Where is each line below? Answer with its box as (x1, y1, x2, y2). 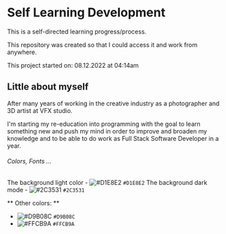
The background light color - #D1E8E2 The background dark (7, 178, 208, 186)
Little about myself (7, 81, 89, 93)
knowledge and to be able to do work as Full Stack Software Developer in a (7, 134, 219, 142)
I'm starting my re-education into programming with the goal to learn (7, 120, 201, 128)
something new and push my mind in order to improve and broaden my (7, 127, 208, 135)
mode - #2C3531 (7, 185, 85, 194)
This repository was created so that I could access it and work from (7, 40, 198, 49)
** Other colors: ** (7, 198, 60, 207)
